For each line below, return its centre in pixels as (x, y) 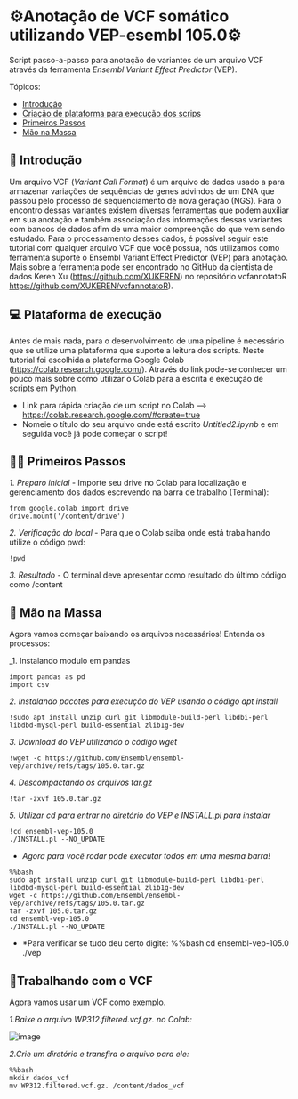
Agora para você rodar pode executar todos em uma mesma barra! (146, 856)
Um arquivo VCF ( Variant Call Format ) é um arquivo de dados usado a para (147, 182)
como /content (36, 585)
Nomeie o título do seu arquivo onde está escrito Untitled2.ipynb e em (150, 424)
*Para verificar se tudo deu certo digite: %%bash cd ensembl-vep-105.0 (155, 943)
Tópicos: (25, 86)
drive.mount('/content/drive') (67, 517)
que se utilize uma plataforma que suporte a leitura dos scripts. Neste (137, 350)
